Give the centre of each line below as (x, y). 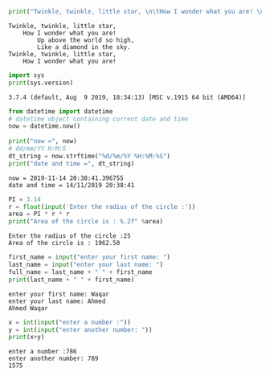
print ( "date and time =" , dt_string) (72, 163)
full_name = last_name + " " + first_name (80, 272)
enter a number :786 (43, 352)
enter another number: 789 (53, 359)
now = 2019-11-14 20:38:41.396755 (66, 178)
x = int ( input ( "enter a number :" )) (70, 322)
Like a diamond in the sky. (84, 47)
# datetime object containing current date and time (98, 119)
